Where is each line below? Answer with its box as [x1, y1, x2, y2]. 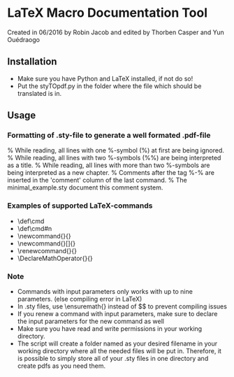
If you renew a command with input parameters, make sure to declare [17, 310, 218, 318]
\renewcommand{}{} [17, 246, 77, 255]
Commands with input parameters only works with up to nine [17, 287, 193, 296]
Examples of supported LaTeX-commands [7, 201, 153, 211]
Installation [7, 56, 57, 68]
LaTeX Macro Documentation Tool [7, 5, 208, 21]
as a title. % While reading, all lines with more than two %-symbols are [7, 161, 210, 169]
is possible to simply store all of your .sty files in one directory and [17, 355, 209, 363]
